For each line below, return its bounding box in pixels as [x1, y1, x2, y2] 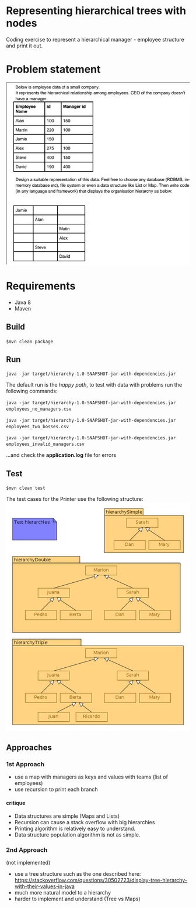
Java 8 [14, 299, 31, 306]
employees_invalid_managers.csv [6, 441, 85, 448]
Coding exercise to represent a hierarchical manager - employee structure [6, 36, 185, 43]
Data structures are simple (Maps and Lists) [14, 813, 120, 820]
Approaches [6, 743, 52, 753]
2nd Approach [6, 845, 48, 854]
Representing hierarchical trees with [6, 4, 187, 18]
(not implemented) [6, 859, 51, 866]
